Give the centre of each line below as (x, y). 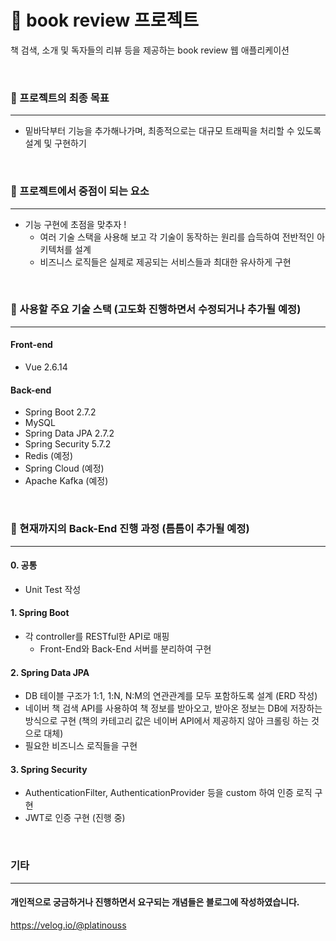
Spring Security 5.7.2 (68, 444)
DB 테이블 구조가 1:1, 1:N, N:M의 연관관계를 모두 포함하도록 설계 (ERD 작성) (171, 696)
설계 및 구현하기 (55, 143)
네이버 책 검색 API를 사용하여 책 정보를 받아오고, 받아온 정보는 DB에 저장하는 (173, 708)
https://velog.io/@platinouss (68, 925)
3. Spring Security (49, 769)
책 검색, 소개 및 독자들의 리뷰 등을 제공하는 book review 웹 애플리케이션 (150, 50)
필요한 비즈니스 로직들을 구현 (81, 746)
